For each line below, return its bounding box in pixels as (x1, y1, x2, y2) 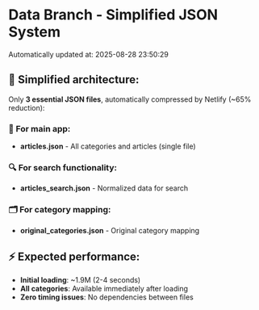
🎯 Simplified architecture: (8, 73, 140, 86)
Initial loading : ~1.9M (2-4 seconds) (19, 275, 141, 285)
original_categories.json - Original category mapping (19, 225, 200, 235)
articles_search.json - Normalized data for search (19, 183, 189, 193)
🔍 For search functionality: (8, 161, 118, 173)
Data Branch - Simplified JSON (8, 6, 219, 24)
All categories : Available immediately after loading (19, 284, 188, 294)
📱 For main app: (8, 123, 71, 134)
